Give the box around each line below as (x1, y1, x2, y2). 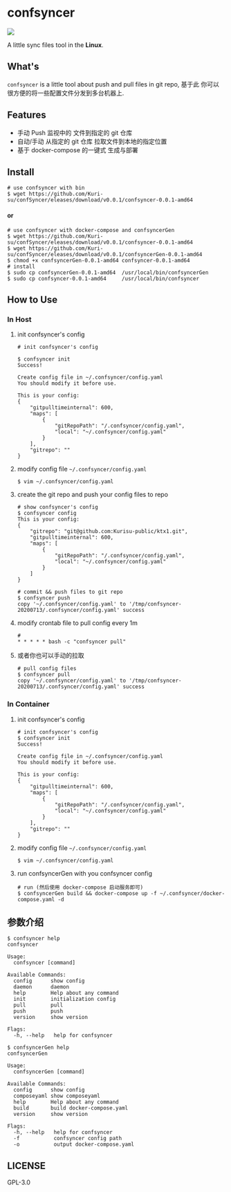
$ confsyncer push (17, 595, 71, 602)
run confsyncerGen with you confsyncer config (17, 869, 152, 877)
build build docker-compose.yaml (13, 1105, 129, 1112)
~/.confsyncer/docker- (160, 890, 225, 897)
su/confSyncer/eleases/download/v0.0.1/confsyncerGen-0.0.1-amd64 (7, 251, 203, 258)
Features (7, 109, 46, 121)
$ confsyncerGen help (7, 1044, 70, 1051)
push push (13, 1008, 64, 1015)
